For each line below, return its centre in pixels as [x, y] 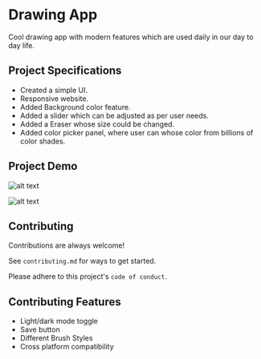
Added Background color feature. [75, 107]
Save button [40, 329]
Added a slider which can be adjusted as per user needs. [114, 115]
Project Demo [43, 166]
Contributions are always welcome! [67, 245]
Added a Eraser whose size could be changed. [97, 124]
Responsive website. [54, 99]
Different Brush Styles [56, 338]
